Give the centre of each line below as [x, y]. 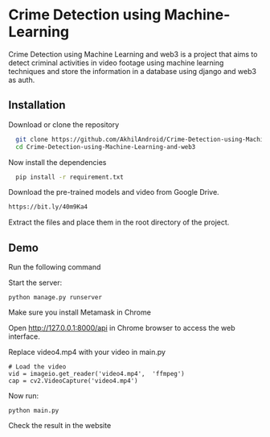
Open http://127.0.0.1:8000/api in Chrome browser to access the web [122, 328]
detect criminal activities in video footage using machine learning [116, 63]
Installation [37, 105]
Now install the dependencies [57, 162]
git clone [32, 139]
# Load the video [37, 367]
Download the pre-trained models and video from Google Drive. [114, 192]
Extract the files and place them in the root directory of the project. [119, 222]
